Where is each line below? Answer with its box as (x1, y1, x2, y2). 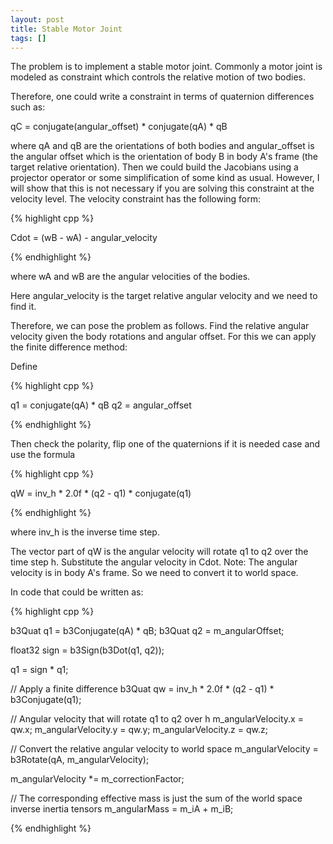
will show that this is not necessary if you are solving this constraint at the (10, 182, 315, 195)
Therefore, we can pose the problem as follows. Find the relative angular (10, 320, 310, 332)
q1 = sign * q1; (10, 664, 69, 676)
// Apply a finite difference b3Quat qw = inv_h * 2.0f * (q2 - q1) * (10, 683, 275, 695)
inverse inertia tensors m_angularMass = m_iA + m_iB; (10, 803, 234, 815)
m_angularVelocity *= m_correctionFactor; (10, 773, 185, 785)
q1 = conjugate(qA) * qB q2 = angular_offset (10, 399, 192, 411)
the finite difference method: (10, 341, 128, 353)
